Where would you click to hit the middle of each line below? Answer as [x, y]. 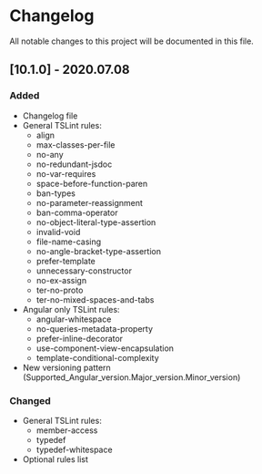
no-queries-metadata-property [94, 328]
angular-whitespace [74, 319]
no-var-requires [66, 173]
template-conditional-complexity [97, 357]
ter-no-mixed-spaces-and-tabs [95, 299]
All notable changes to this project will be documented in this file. [132, 41]
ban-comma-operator [77, 212]
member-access [67, 430]
